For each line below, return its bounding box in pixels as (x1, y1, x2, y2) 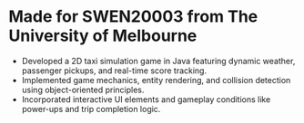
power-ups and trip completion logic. (21, 103, 161, 114)
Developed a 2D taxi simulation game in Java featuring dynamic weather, (21, 55, 296, 66)
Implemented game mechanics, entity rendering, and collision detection (21, 74, 291, 85)
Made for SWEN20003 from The (8, 6, 258, 27)
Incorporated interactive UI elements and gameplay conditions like (21, 93, 271, 105)
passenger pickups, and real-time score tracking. (21, 65, 207, 76)
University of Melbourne (8, 25, 198, 46)
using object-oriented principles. (21, 84, 145, 95)
